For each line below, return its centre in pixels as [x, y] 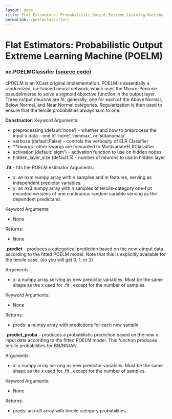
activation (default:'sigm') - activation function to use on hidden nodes [87, 152]
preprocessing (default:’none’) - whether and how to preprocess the [84, 130]
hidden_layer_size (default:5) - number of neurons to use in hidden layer [89, 157]
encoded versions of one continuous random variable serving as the [85, 193]
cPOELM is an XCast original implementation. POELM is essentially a [77, 83]
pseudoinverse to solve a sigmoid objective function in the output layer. [81, 94]
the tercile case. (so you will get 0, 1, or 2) [49, 260]
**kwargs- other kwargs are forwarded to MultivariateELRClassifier [83, 146]
